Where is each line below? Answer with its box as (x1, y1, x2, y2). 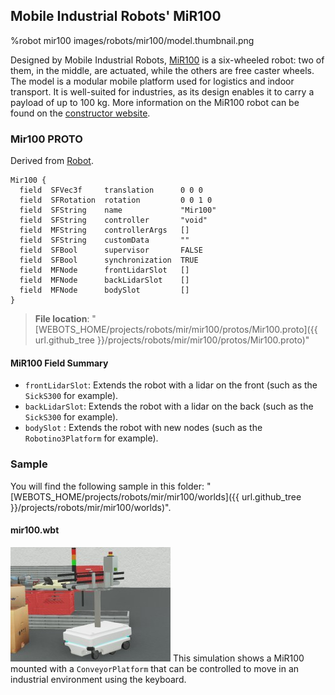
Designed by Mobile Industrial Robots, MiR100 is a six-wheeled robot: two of (10, 54, 325, 66)
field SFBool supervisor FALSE (19, 245, 203, 256)
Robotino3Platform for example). (24, 432, 159, 444)
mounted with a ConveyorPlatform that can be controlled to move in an (10, 662, 300, 674)
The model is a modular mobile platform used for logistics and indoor (10, 75, 295, 87)
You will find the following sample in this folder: (10, 480, 205, 492)
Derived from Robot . (10, 155, 94, 167)
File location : (34, 313, 90, 325)
